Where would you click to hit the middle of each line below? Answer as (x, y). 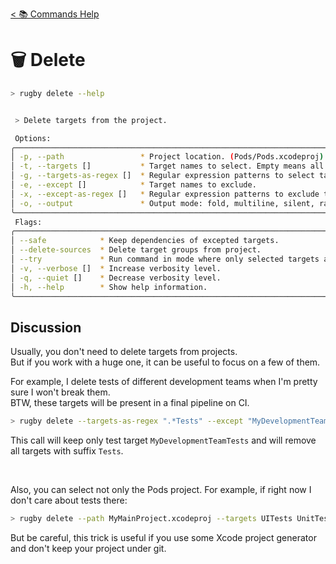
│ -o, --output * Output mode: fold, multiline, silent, (162, 203)
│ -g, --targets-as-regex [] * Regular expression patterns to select (162, 176)
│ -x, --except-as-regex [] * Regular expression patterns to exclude (165, 194)
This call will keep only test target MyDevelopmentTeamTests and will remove (163, 440)
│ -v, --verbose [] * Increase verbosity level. (116, 268)
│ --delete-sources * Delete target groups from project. (136, 250)
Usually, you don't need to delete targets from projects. (124, 352)
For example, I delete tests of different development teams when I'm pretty (164, 382)
